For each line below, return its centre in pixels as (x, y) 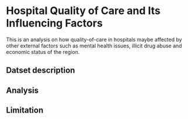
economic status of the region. (43, 52)
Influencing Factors (55, 23)
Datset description (41, 71)
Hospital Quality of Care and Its (83, 11)
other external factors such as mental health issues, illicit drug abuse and (94, 46)
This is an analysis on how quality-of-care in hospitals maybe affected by (94, 39)
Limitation (25, 110)
